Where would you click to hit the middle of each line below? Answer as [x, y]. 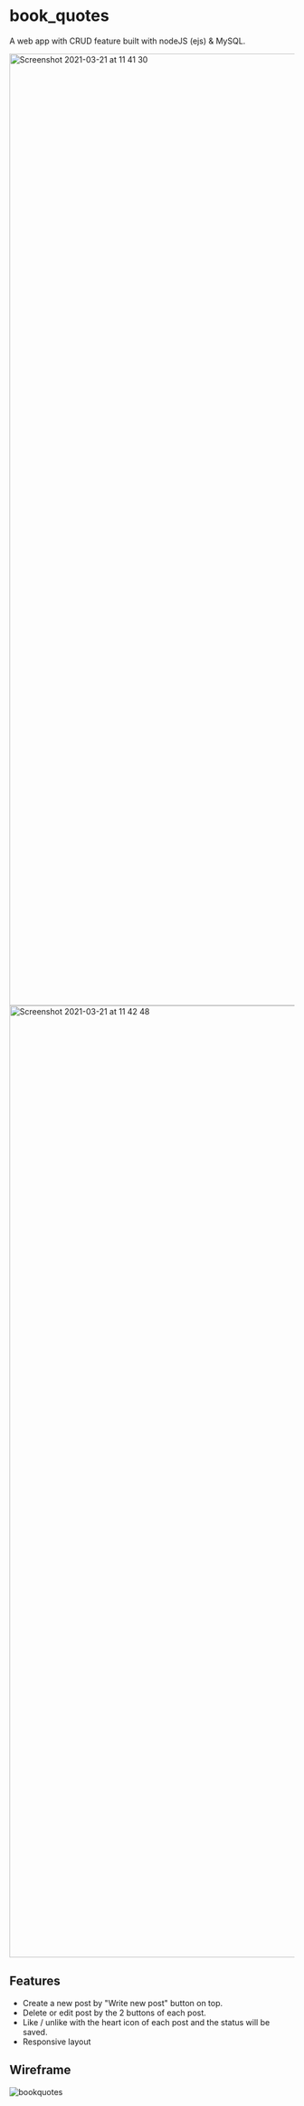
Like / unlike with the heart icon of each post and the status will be [146, 2022]
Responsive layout [57, 2042]
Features [35, 1981]
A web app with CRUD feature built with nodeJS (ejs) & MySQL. [128, 41]
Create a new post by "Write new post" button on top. [123, 2003]
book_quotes [60, 16]
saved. [35, 2032]
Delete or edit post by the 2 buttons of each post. [114, 2013]
